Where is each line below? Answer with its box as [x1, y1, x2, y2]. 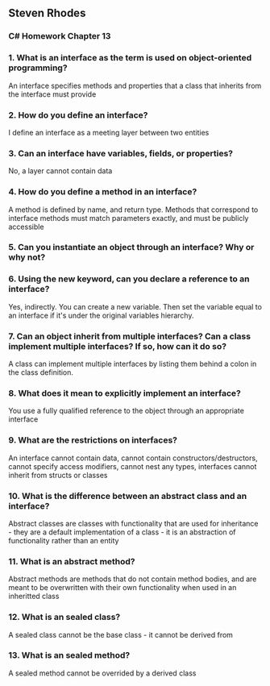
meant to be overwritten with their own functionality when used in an [8, 583, 237, 592]
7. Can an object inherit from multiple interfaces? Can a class [8, 331, 251, 342]
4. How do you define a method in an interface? [8, 186, 197, 197]
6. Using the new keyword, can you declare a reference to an [8, 273, 250, 285]
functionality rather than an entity [8, 535, 119, 545]
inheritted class [8, 592, 60, 601]
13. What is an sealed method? [8, 650, 131, 661]
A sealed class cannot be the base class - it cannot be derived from [8, 630, 234, 639]
